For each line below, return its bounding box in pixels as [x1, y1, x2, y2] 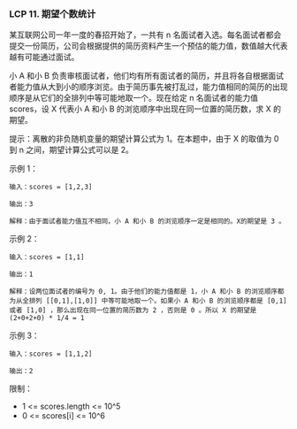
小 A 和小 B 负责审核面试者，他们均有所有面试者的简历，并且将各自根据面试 [9, 71, 285, 81]
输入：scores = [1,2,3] [9, 183, 93, 192]
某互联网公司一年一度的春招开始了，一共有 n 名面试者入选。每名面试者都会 [9, 29, 282, 41]
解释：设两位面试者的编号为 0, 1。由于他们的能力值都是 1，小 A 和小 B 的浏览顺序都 [9, 287, 285, 296]
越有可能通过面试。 [9, 51, 80, 63]
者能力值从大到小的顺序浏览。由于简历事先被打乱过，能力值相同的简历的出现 [9, 81, 288, 92]
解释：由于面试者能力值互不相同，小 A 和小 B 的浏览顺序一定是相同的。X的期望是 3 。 [9, 217, 286, 226]
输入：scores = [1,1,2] [9, 349, 93, 359]
